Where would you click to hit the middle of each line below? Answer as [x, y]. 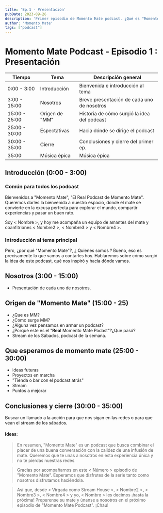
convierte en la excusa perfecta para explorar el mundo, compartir [71, 208]
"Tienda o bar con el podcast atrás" [48, 380]
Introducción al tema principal [41, 240]
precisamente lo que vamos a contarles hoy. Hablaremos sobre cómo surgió [81, 256]
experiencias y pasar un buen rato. [40, 212]
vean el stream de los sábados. [36, 423]
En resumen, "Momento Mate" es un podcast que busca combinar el [85, 445]
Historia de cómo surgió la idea [115, 114]
